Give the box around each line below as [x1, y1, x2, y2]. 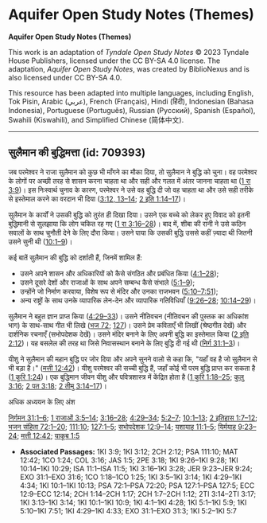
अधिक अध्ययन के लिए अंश [8, 396, 75, 407]
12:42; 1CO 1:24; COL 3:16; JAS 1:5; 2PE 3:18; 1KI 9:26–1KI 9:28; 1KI [19, 455, 238, 465]
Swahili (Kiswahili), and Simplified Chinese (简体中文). [8, 115, 184, 124]
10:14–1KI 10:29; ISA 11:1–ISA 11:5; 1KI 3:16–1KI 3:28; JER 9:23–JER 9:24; [19, 463, 253, 473]
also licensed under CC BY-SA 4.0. [8, 72, 122, 82]
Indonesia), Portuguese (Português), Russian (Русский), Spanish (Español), [8, 105, 256, 115]
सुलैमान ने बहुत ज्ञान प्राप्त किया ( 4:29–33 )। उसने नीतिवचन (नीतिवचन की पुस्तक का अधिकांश [8, 311, 249, 321]
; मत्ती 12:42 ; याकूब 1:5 [17, 431, 80, 440]
